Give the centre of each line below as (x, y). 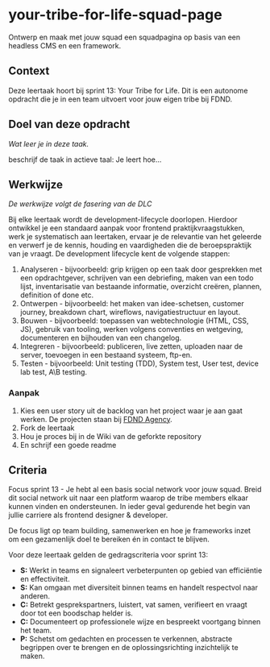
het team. (36, 631)
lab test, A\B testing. (53, 372)
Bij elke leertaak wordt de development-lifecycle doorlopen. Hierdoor (123, 220)
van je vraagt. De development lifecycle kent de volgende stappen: (119, 254)
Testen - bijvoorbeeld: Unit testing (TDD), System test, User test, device (139, 363)
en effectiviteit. (45, 579)
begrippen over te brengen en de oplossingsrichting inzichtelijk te (129, 648)
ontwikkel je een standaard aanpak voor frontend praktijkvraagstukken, (127, 228)
